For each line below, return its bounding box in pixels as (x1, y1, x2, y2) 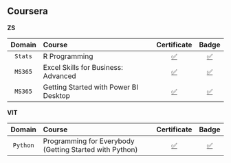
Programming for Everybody (43, 136, 135, 146)
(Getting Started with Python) (43, 145, 138, 154)
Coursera (7, 5, 48, 17)
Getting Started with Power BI (43, 82, 139, 92)
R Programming (43, 51, 93, 61)
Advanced (43, 71, 77, 81)
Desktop (43, 90, 71, 100)
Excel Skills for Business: (43, 62, 124, 72)
